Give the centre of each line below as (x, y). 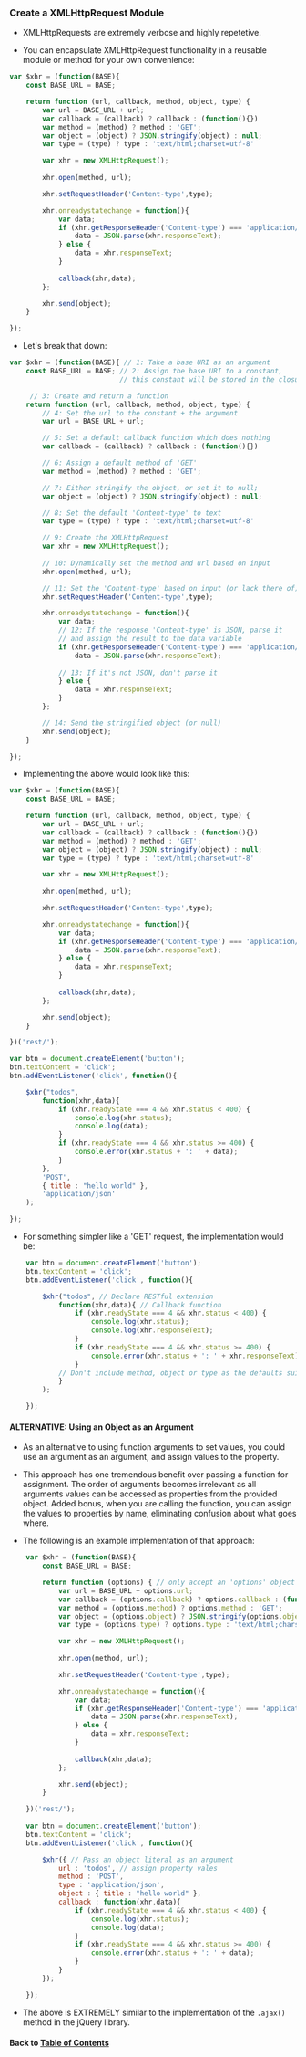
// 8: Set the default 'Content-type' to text (132, 513)
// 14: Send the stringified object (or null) (132, 723)
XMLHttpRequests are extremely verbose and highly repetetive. (142, 33)
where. (36, 1523)
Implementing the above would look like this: (106, 774)
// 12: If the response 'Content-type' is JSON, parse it (170, 630)
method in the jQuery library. (76, 2022)
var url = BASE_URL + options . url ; (126, 1590)
